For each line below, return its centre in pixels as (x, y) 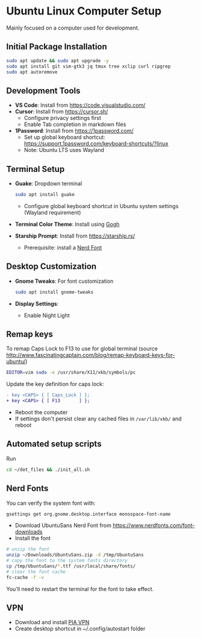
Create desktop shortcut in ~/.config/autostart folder (80, 629)
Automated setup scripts (54, 444)
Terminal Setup (36, 169)
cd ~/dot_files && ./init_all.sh (48, 469)
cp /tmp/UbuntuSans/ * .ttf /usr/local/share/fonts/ (71, 566)
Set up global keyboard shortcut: (64, 137)
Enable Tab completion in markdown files (75, 124)
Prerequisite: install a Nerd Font (63, 247)
